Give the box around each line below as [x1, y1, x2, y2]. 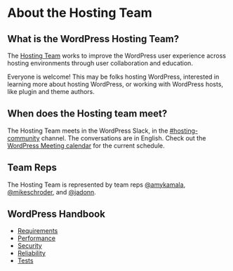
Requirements [17, 227, 58, 235]
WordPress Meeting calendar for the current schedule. [7, 141, 165, 150]
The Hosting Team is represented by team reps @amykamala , [7, 180, 186, 189]
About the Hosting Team [7, 5, 152, 21]
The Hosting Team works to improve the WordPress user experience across [7, 51, 227, 60]
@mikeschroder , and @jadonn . [7, 187, 96, 196]
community [7, 133, 40, 142]
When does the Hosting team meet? [7, 107, 168, 120]
